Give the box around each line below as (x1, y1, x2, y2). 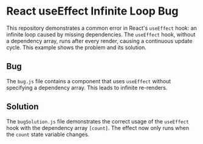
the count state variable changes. (6, 131, 90, 138)
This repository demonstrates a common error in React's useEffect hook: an (6, 24, 198, 32)
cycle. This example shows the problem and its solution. (6, 44, 147, 51)
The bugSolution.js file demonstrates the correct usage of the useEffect (6, 117, 190, 125)
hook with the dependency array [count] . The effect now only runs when (6, 124, 190, 131)
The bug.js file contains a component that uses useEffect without (6, 77, 171, 84)
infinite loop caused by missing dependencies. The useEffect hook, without (6, 30, 196, 38)
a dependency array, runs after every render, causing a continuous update (6, 37, 193, 44)
